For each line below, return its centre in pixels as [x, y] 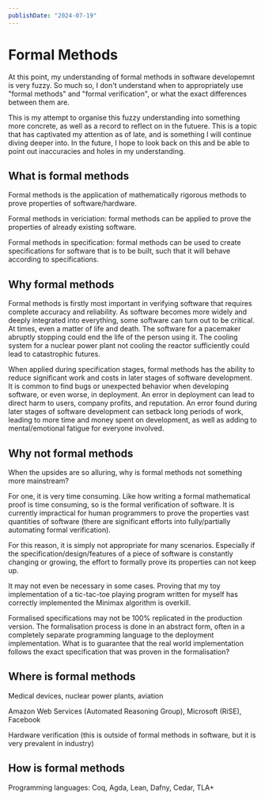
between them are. [39, 102]
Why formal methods [61, 284]
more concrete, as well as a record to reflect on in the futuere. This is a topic [133, 126]
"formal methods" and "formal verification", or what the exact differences [128, 94]
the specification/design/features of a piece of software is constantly [121, 553]
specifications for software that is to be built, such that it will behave [119, 251]
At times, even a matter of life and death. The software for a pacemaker [125, 329]
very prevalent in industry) [51, 743]
